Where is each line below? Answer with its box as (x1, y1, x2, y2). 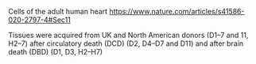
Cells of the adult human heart (8, 7, 108, 16)
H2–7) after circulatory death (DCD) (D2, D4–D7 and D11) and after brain (8, 39, 244, 48)
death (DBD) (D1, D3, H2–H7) (8, 47, 103, 56)
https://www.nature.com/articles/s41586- (109, 7, 245, 16)
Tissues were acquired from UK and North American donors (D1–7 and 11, (8, 31, 249, 40)
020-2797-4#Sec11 (8, 15, 72, 24)
